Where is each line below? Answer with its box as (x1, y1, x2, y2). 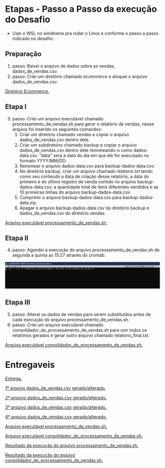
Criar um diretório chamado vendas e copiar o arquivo (19, 131, 129, 137)
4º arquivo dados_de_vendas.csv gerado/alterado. (5, 414, 107, 420)
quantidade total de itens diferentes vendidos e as (57, 184, 159, 190)
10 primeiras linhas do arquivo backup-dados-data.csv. (19, 189, 132, 195)
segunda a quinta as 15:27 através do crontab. (12, 252, 106, 258)
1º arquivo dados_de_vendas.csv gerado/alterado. (5, 385, 106, 391)
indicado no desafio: (12, 36, 54, 41)
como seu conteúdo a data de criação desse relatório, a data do (19, 173, 149, 179)
